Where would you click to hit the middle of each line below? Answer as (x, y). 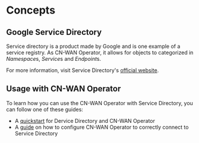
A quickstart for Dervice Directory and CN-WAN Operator (85, 121)
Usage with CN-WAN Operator (64, 89)
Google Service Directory (54, 32)
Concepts (31, 10)
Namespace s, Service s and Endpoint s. (54, 59)
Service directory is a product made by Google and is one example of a (93, 46)
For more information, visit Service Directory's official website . (83, 70)
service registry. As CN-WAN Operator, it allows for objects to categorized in (100, 53)
